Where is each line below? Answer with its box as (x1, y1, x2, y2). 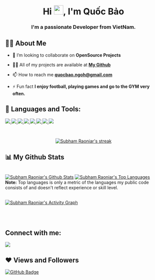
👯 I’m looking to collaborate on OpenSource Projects (12, 52, 121, 58)
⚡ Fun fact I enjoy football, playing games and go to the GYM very (12, 83, 150, 89)
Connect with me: (5, 228, 62, 237)
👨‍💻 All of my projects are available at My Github (12, 62, 111, 68)
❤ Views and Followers (5, 256, 79, 264)
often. (12, 90, 26, 96)
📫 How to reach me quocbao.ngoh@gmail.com (12, 71, 113, 77)
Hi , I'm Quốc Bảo (43, 6, 124, 17)
